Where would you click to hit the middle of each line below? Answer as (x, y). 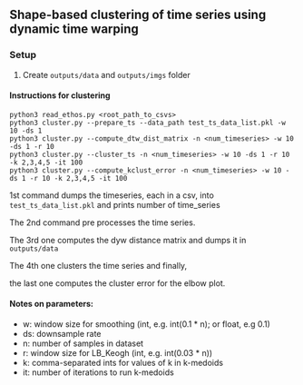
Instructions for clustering (60, 95)
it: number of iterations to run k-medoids (98, 372)
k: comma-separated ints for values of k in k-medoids (123, 363)
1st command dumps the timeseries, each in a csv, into (112, 195)
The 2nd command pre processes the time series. (103, 222)
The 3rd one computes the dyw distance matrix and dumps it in (128, 240)
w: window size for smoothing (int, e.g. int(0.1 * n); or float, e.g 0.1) (146, 324)
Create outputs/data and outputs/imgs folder (106, 74)
